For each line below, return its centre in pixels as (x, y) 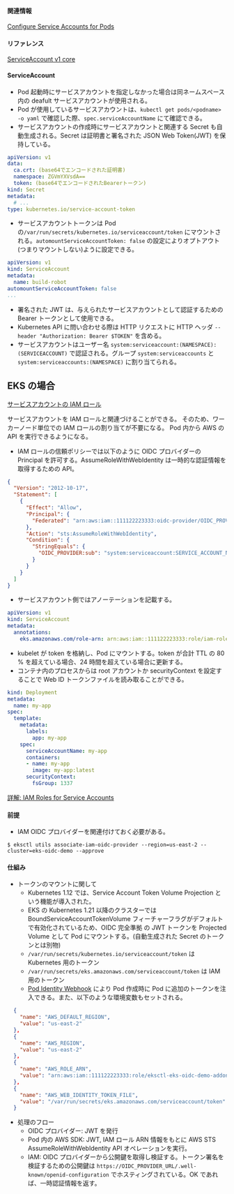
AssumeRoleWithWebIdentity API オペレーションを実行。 (109, 1149)
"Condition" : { (48, 540)
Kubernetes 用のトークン (63, 962)
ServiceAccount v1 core (41, 59)
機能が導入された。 (68, 902)
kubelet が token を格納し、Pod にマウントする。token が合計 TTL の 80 (121, 653)
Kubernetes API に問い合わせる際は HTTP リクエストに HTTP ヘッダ (115, 327)
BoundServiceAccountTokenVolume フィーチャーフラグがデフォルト (126, 919)
